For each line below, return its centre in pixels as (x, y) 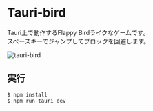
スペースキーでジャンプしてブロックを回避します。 (79, 41)
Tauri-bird (37, 13)
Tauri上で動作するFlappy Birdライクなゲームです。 (78, 32)
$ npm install (28, 94)
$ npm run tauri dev (37, 101)
